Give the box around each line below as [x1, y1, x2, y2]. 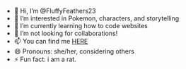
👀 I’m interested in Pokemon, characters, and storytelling [13, 14, 180, 23]
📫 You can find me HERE [13, 37, 88, 45]
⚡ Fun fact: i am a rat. [13, 55, 76, 63]
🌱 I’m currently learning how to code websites [13, 22, 149, 30]
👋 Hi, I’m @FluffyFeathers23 [13, 7, 96, 15]
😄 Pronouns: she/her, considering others [13, 47, 134, 56]
